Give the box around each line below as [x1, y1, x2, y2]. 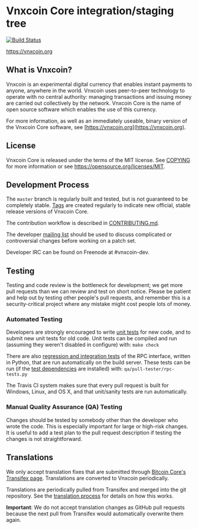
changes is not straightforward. [6, 435, 83, 442]
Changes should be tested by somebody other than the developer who [6, 416, 178, 424]
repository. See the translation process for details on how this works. [6, 492, 174, 499]
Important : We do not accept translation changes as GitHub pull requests [6, 504, 185, 511]
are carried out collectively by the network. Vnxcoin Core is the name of [6, 99, 181, 107]
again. [6, 516, 22, 523]
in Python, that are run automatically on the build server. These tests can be [6, 359, 191, 366]
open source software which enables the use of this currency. [6, 105, 157, 113]
